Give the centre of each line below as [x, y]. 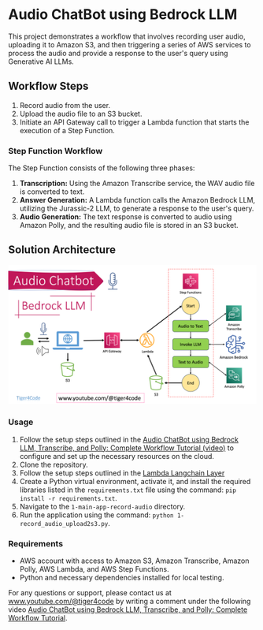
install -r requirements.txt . [69, 498]
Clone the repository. [54, 464]
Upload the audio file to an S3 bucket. [81, 114]
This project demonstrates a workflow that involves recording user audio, [127, 36]
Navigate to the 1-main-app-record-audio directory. [102, 506]
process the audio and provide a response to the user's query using [118, 53]
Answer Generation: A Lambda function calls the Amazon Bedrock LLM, [137, 200]
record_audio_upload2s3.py [64, 524]
